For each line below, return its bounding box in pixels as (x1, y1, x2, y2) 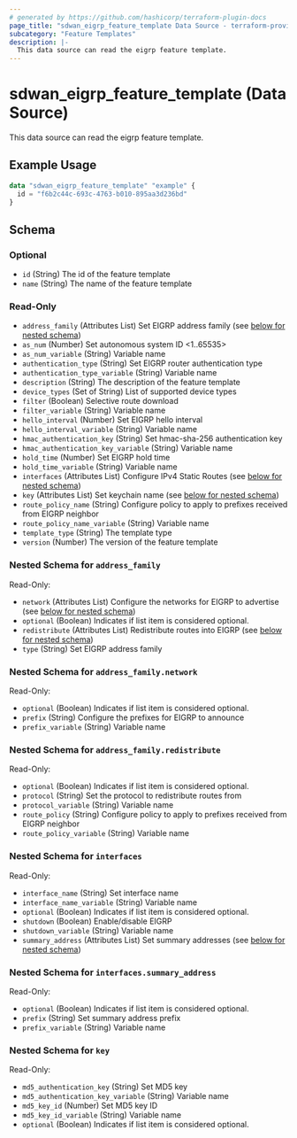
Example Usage (9, 158, 97, 173)
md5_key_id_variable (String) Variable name (21, 1110, 182, 1120)
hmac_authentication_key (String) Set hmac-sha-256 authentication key (21, 433, 283, 444)
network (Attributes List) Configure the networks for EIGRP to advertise (21, 596, 280, 607)
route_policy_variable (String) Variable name (21, 828, 190, 839)
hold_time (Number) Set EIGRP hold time (21, 453, 171, 463)
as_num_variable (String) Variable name (21, 349, 166, 360)
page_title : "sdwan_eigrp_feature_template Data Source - (9, 21, 227, 30)
